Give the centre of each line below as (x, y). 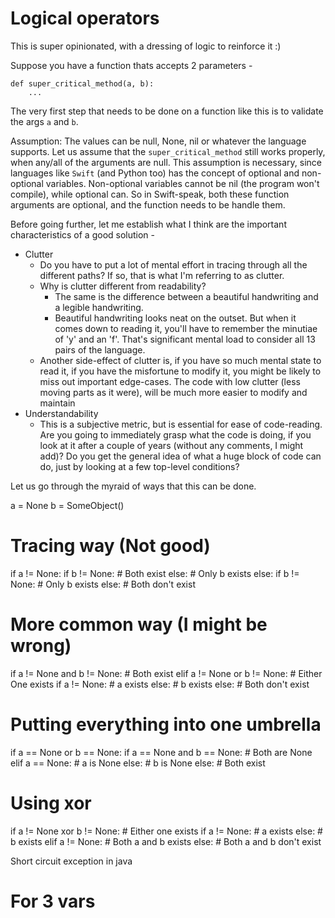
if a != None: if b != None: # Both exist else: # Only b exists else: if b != (155, 573)
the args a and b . (44, 121)
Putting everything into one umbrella (166, 724)
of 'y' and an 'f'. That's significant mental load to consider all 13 (185, 339)
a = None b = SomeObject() (67, 505)
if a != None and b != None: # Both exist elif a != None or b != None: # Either (166, 673)
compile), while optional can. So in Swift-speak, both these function (150, 194)
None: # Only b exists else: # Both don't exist (103, 584)
